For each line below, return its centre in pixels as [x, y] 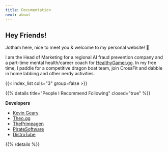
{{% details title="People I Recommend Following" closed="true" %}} [78, 93]
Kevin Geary [25, 113]
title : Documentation [28, 10]
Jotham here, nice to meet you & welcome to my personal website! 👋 [77, 48]
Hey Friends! [26, 35]
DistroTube [24, 135]
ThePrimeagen [28, 124]
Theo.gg [21, 118]
